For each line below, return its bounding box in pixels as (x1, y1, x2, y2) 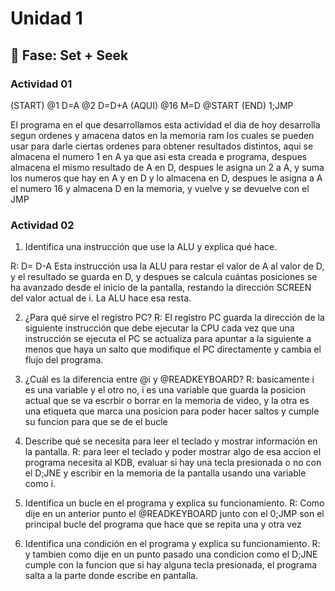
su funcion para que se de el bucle (24, 416, 168, 428)
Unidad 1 (10, 7, 83, 30)
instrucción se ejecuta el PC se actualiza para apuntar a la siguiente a (24, 333, 312, 345)
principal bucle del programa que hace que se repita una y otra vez (24, 518, 302, 531)
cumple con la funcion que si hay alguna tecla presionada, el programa (24, 559, 318, 571)
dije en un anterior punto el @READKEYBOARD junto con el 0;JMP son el (24, 508, 325, 520)
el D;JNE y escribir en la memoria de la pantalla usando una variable (24, 467, 307, 479)
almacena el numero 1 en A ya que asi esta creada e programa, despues (10, 150, 308, 162)
